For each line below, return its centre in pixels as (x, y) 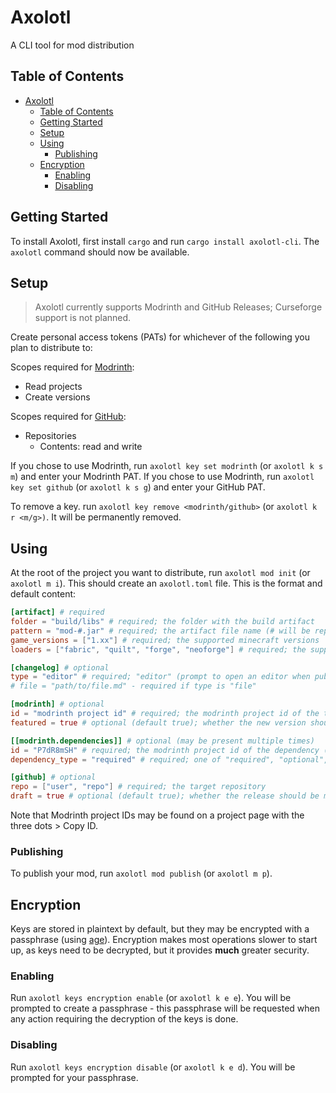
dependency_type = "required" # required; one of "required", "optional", (169, 759)
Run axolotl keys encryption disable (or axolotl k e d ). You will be (153, 1067)
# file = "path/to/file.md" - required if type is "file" (133, 686)
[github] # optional (53, 777)
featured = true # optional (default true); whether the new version (158, 722)
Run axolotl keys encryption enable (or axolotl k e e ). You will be (151, 998)
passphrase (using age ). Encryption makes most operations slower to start (164, 940)
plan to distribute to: (51, 348)
